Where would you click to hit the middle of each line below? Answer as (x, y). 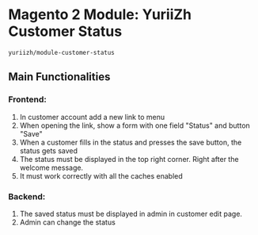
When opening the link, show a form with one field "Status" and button (135, 125)
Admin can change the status (68, 222)
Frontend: (28, 99)
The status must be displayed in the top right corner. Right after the (129, 159)
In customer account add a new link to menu (92, 117)
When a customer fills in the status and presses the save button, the (131, 142)
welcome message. (51, 168)
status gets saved (48, 150)
